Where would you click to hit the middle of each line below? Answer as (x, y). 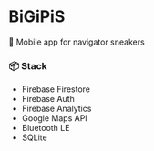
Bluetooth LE (46, 128)
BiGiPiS (37, 17)
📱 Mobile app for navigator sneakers (77, 42)
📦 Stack (28, 65)
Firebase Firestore (56, 89)
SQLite (34, 137)
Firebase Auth (48, 99)
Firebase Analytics (56, 109)
